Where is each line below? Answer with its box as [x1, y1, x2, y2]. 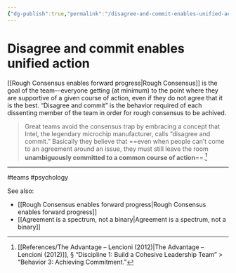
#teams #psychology [7, 173, 69, 182]
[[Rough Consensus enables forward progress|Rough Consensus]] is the [7, 79, 218, 87]
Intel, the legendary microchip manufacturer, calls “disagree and [24, 129, 211, 138]
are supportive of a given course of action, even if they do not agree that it [7, 93, 223, 102]
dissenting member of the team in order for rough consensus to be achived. [7, 108, 227, 116]
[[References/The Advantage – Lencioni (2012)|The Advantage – [17, 243, 204, 251]
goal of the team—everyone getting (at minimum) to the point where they [7, 86, 219, 95]
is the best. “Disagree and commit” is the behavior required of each [7, 101, 202, 109]
